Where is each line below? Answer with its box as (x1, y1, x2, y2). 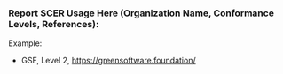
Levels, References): (8, 18, 99, 30)
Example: (8, 38, 43, 48)
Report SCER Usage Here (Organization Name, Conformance (8, 7, 274, 19)
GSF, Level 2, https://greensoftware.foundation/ (20, 55, 196, 66)
